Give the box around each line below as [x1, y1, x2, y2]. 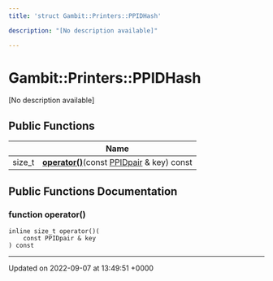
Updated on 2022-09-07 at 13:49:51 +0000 [8, 263, 154, 273]
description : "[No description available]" [8, 26, 158, 35]
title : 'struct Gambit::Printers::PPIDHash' [8, 11, 162, 20]
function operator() [8, 209, 86, 220]
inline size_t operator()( [8, 227, 100, 236]
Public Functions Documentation [8, 184, 178, 198]
